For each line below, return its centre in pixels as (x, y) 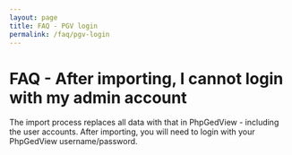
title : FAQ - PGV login (54, 26)
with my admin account (98, 97)
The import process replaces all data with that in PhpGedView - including (144, 123)
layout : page (34, 17)
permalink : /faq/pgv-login (60, 34)
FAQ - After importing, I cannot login (146, 78)
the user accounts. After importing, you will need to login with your (132, 132)
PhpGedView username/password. (73, 142)
